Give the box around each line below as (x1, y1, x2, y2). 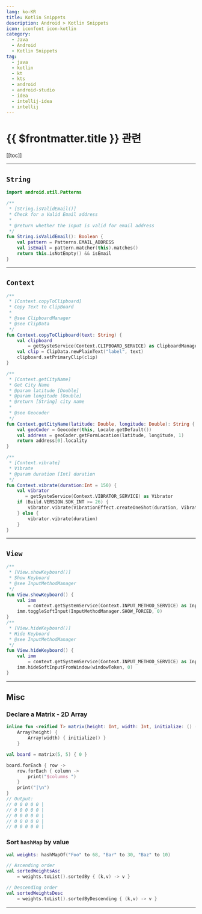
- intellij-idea (11, 98, 52, 104)
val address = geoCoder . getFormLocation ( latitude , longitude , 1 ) (17, 432, 185, 438)
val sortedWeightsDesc (6, 890, 63, 896)
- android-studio (11, 87, 55, 93)
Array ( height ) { (17, 729, 58, 735)
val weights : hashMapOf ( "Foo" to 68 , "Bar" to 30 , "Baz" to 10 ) (6, 851, 171, 857)
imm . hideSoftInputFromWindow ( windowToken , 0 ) (17, 664, 133, 670)
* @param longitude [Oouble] (8, 393, 82, 399)
